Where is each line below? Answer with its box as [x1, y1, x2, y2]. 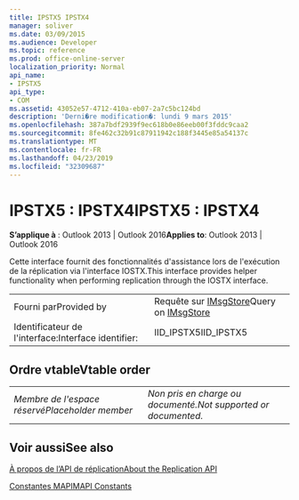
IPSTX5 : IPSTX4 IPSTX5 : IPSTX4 [9, 200, 260, 221]
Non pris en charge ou [148, 388, 242, 400]
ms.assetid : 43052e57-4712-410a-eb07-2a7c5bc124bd [9, 104, 201, 113]
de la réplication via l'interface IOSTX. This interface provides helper [9, 266, 258, 277]
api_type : [9, 87, 46, 96]
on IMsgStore [154, 306, 211, 319]
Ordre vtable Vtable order [9, 362, 151, 377]
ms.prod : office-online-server [9, 54, 125, 63]
